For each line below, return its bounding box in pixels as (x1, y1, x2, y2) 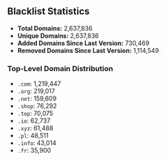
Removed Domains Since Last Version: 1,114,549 (17, 46, 159, 54)
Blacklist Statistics (7, 6, 90, 17)
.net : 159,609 (17, 94, 57, 103)
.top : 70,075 (17, 109, 54, 118)
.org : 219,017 (17, 87, 56, 95)
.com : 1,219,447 (17, 79, 61, 88)
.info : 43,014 (17, 139, 57, 147)
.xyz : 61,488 (17, 124, 54, 132)
